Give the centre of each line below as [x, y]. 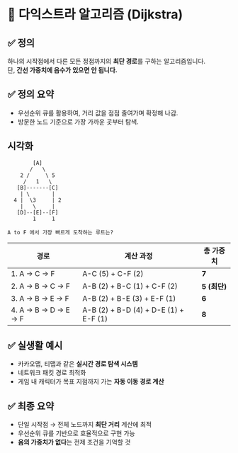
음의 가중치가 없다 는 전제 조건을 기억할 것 [74, 442]
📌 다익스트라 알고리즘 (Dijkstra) [95, 15]
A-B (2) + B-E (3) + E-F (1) [129, 298]
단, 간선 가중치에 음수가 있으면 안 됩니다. [63, 70]
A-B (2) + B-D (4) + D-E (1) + [133, 310]
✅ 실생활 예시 [35, 346]
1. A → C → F [33, 273]
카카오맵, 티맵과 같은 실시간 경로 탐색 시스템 [78, 364]
